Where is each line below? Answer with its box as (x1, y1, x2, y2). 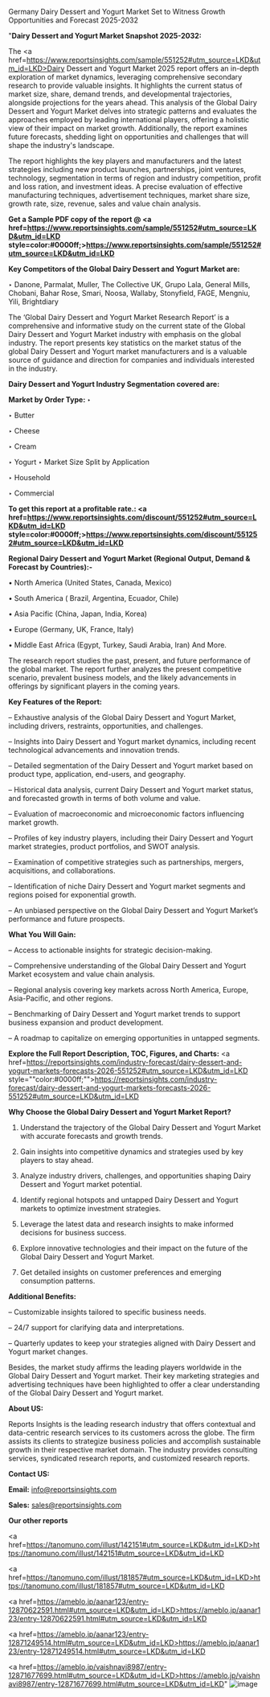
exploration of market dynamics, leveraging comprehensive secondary (8, 72, 243, 81)
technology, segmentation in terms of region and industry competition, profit (8, 173, 262, 183)
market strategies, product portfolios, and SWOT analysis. (8, 842, 200, 851)
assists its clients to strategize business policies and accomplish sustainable (8, 1436, 261, 1446)
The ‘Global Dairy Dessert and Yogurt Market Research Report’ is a (8, 313, 230, 322)
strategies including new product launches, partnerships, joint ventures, (8, 165, 247, 174)
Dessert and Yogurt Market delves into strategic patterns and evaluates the (8, 106, 257, 116)
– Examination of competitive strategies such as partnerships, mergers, (8, 857, 244, 867)
